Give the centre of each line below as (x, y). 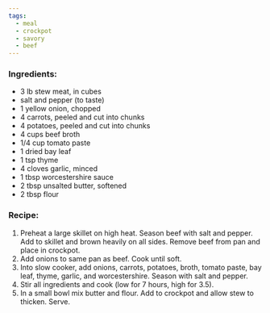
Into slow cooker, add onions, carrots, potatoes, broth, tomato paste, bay (141, 267)
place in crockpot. (50, 250)
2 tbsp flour (39, 194)
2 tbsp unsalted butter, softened (73, 186)
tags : (17, 16)
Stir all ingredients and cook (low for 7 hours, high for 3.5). (117, 284)
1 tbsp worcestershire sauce (67, 177)
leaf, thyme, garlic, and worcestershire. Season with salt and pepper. (134, 276)
